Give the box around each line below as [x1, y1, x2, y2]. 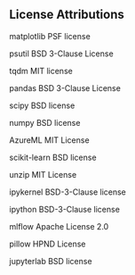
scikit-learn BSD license [9, 152, 97, 162]
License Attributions [9, 7, 124, 22]
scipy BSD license [9, 100, 75, 111]
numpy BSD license [9, 117, 81, 128]
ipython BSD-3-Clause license [9, 204, 120, 214]
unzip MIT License [9, 169, 77, 179]
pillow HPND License [9, 238, 86, 249]
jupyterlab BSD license [9, 255, 92, 266]
